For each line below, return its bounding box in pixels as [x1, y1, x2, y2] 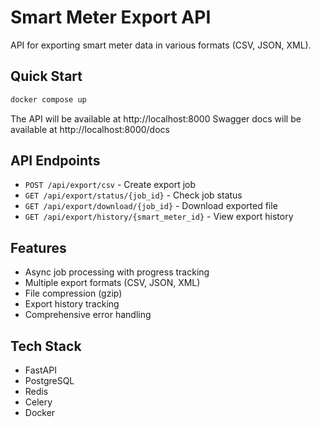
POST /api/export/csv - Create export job [24, 179, 197, 191]
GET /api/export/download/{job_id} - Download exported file [24, 200, 278, 212]
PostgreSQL [24, 375, 75, 387]
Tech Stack [10, 337, 82, 355]
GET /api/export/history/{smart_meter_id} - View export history [24, 211, 294, 223]
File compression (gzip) [24, 287, 123, 300]
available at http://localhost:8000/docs [10, 123, 170, 135]
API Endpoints [10, 152, 101, 170]
